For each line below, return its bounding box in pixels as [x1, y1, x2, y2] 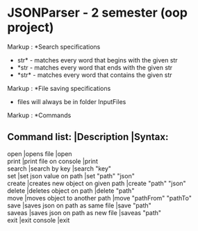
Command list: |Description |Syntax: [7, 131, 169, 143]
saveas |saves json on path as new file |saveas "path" [7, 208, 162, 216]
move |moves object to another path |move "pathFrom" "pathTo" [7, 194, 192, 202]
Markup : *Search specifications [7, 42, 101, 51]
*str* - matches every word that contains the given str [17, 71, 172, 79]
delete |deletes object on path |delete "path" [7, 186, 135, 195]
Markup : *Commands [7, 111, 72, 119]
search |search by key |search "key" [7, 164, 112, 173]
